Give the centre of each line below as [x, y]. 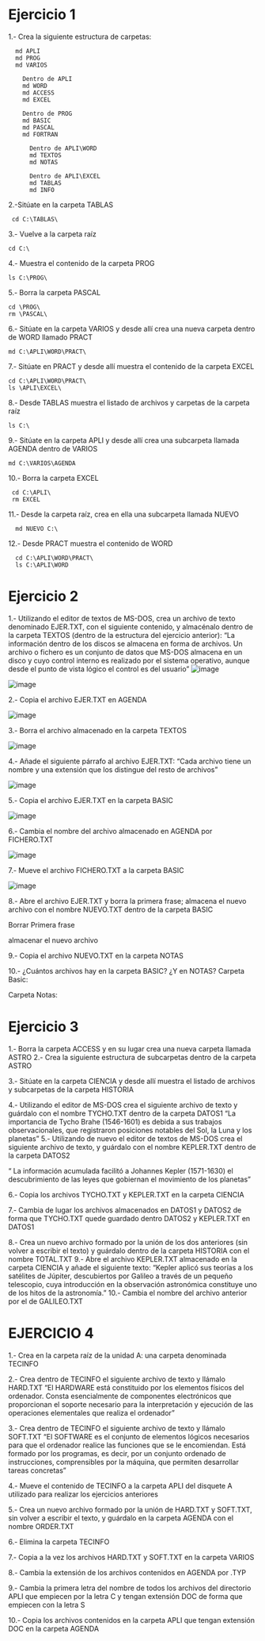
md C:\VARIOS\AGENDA [42, 463]
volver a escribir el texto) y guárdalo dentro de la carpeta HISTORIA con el [129, 1251]
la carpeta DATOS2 [39, 1155]
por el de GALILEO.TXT [45, 1301]
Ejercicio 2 [44, 596]
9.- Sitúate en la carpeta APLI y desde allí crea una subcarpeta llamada [124, 440]
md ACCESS [39, 93]
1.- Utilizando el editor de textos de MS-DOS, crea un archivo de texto [122, 618]
